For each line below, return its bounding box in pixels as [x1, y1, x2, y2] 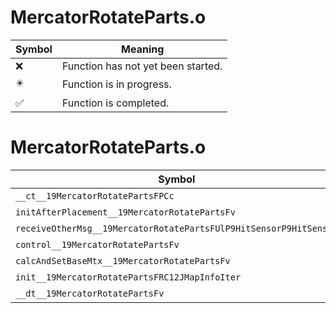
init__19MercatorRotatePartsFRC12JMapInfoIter [15, 271, 242, 283]
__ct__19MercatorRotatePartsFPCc [15, 190, 175, 201]
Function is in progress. [61, 77, 172, 91]
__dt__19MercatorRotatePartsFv [15, 287, 165, 299]
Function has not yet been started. [61, 59, 223, 73]
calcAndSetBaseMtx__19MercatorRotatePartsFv [15, 255, 231, 266]
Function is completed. [61, 96, 170, 110]
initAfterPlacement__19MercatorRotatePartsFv [15, 206, 236, 218]
